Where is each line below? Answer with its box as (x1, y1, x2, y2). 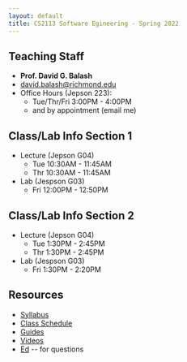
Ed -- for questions (19, 344, 84, 354)
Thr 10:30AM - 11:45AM (32, 168, 111, 178)
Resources (8, 288, 64, 302)
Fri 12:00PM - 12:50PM (32, 185, 109, 195)
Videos (19, 335, 45, 345)
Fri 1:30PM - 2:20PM (32, 265, 101, 274)
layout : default (8, 11, 63, 20)
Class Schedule (19, 318, 73, 328)
